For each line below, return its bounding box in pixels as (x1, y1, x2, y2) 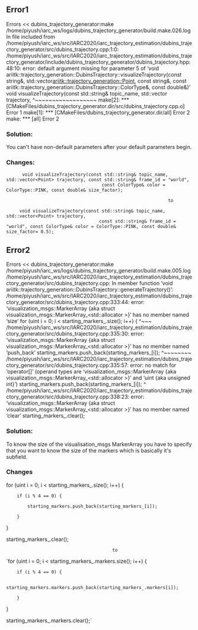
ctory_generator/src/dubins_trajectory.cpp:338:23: (6, 393, 130, 400)
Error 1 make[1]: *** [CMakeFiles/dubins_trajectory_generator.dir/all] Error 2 (6, 109, 190, 116)
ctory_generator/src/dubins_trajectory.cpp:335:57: (6, 362, 129, 369)
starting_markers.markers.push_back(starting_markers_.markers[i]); (6, 584, 179, 590)
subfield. (6, 453, 28, 460)
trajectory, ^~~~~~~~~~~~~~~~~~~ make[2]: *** (6, 96, 129, 103)
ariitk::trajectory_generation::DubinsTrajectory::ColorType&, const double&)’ (6, 83, 191, 91)
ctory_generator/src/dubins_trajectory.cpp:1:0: (6, 46, 119, 53)
